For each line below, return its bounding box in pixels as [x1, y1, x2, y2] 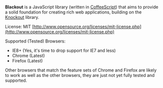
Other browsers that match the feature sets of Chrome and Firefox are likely [5, 67, 157, 73]
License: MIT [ [5, 24, 34, 29]
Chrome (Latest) [12, 53, 45, 59]
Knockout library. [5, 15, 39, 20]
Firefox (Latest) [12, 58, 43, 63]
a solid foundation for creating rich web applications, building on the [5, 9, 142, 15]
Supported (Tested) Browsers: [5, 38, 66, 44]
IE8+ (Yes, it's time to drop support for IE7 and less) [12, 48, 116, 53]
